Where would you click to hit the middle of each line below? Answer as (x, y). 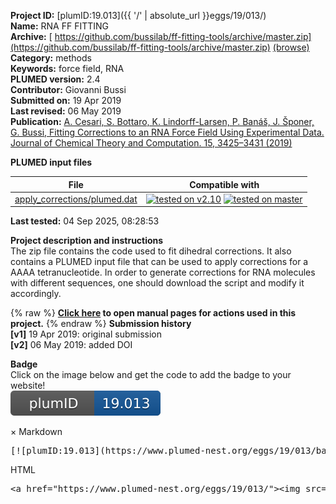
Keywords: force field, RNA (67, 68)
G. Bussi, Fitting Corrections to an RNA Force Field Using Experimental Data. (167, 132)
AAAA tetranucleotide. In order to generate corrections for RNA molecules (163, 272)
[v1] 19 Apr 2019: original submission (86, 334)
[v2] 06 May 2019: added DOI (71, 345)
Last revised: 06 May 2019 (66, 111)
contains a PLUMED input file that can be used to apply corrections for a (159, 262)
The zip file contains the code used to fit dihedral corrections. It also (151, 251)
